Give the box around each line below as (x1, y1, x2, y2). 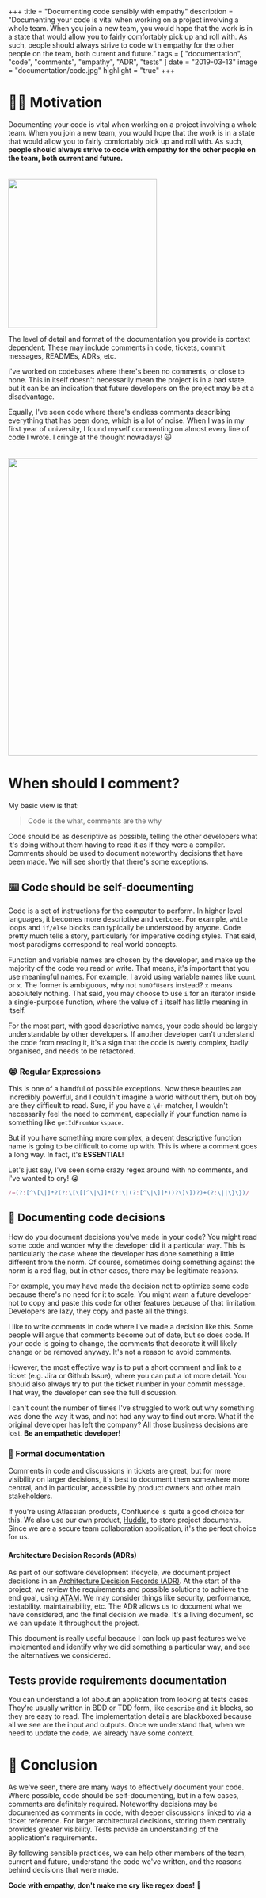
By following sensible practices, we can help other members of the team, (8, 1848, 247, 1858)
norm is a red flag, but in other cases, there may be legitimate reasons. (8, 1265, 239, 1275)
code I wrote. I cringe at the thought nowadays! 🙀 (8, 432, 172, 442)
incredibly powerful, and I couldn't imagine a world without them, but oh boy (8, 1092, 257, 1102)
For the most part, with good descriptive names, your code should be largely (8, 1021, 258, 1030)
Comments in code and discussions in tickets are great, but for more (8, 1466, 232, 1475)
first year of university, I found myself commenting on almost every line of (8, 424, 249, 433)
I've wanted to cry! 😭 (8, 1173, 79, 1183)
